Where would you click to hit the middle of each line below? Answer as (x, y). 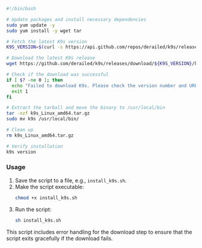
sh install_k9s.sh (38, 220)
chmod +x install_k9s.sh (46, 198)
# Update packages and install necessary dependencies (76, 19)
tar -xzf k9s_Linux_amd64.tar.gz (48, 113)
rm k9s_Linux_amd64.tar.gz (40, 135)
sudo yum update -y (31, 25)
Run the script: (33, 209)
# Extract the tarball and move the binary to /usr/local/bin (86, 108)
